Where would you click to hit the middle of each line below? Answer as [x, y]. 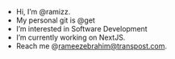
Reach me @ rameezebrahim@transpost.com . [92, 46]
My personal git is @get [55, 20]
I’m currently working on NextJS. [71, 37]
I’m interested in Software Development [81, 29]
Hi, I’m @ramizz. [43, 12]
